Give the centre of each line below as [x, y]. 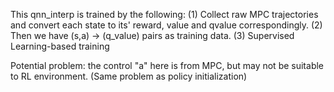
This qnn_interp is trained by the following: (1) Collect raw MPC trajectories [164, 14]
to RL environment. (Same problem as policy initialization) [129, 76]
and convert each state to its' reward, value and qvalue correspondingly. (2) [166, 25]
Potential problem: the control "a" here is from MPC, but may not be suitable [167, 65]
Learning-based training [60, 46]
